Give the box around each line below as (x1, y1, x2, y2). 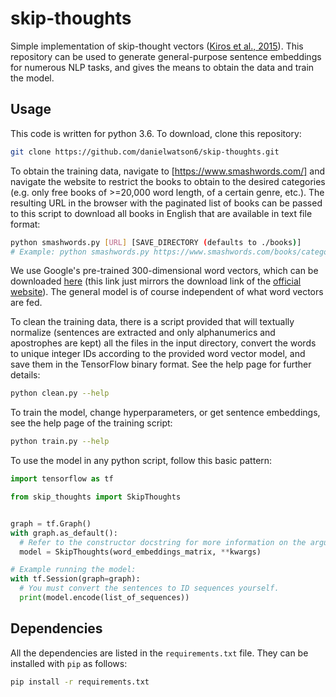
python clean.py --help (10, 388, 110, 399)
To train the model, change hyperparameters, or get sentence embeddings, (10, 407, 321, 419)
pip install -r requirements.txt (10, 677, 150, 687)
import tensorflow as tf (10, 474, 114, 484)
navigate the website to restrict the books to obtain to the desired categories (10, 175, 326, 187)
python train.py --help (10, 437, 110, 447)
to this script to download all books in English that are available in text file (10, 207, 313, 219)
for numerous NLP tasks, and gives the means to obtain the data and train (10, 61, 315, 73)
